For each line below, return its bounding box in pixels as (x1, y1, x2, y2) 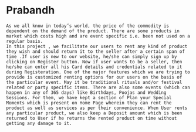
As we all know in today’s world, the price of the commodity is (6, 23, 169, 29)
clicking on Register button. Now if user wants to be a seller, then (6, 59, 183, 65)
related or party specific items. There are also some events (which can (6, 84, 191, 90)
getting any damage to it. (6, 120, 72, 126)
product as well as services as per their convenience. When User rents (6, 105, 188, 111)
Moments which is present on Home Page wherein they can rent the (6, 100, 172, 106)
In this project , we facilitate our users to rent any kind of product (6, 43, 188, 49)
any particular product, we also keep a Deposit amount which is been (6, 110, 183, 116)
